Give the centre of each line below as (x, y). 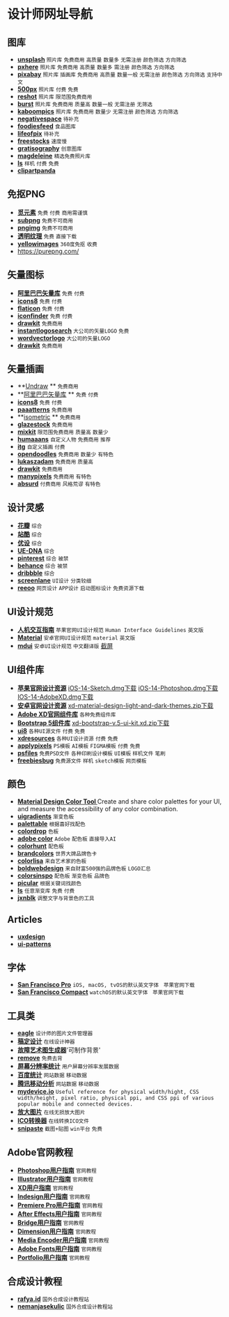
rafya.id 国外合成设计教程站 (53, 1299)
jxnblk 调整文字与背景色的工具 (56, 898)
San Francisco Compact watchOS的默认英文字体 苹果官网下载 (101, 992)
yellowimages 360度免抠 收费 (57, 243)
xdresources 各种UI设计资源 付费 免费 (68, 738)
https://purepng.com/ (48, 251)
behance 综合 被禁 (42, 566)
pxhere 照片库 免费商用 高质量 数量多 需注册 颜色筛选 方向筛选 (96, 67)
